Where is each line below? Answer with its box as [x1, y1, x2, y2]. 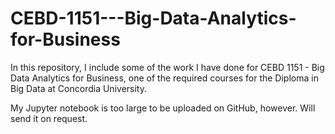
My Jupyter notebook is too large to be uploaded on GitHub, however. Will [10, 102, 316, 114]
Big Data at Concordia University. [10, 82, 147, 94]
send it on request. [10, 112, 88, 124]
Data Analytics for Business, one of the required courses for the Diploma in [10, 72, 319, 84]
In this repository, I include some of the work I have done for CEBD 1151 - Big [10, 61, 325, 73]
